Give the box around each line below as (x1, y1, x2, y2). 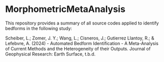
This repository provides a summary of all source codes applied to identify (5, 20, 159, 26)
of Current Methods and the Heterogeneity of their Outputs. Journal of (5, 45, 151, 51)
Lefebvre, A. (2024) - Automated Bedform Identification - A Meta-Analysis (5, 40, 159, 46)
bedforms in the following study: (5, 25, 72, 31)
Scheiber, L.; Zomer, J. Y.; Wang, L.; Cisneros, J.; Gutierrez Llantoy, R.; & (5, 35, 154, 41)
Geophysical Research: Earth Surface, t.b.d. (5, 51, 96, 57)
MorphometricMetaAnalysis (5, 3, 125, 15)
